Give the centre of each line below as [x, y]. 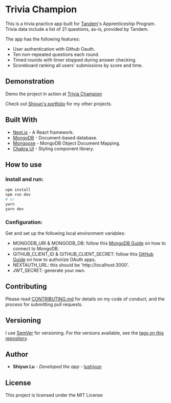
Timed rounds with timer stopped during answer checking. [74, 59]
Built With [21, 120]
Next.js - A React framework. [43, 132]
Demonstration [30, 81]
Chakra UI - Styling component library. [53, 148]
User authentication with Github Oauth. [54, 49]
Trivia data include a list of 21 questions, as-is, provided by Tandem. [77, 29]
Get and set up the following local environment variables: [65, 233]
